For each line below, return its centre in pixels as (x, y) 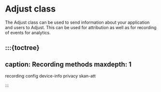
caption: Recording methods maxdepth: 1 (68, 64)
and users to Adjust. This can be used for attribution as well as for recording (81, 27)
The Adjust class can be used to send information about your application (77, 22)
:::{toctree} (22, 48)
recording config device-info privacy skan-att (50, 76)
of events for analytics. (28, 32)
